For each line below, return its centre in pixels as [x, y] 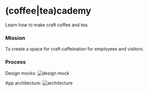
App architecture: [23, 83]
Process [16, 62]
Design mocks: [21, 73]
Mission [15, 38]
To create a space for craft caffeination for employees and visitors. [74, 49]
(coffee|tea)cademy [48, 11]
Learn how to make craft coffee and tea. [47, 25]
